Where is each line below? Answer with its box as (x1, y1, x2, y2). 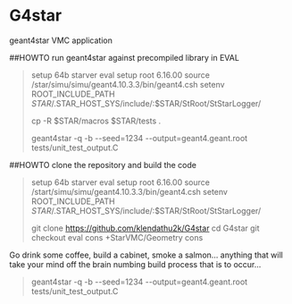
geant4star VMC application (9, 35, 113, 46)
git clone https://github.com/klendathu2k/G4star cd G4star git (30, 223, 261, 233)
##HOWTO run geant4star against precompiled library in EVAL (9, 52, 239, 63)
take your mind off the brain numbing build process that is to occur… (9, 258, 262, 269)
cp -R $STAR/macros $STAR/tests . (30, 115, 162, 126)
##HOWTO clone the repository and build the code (9, 159, 196, 170)
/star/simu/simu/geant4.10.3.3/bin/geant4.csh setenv (30, 79, 225, 89)
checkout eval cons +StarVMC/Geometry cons (30, 232, 204, 242)
